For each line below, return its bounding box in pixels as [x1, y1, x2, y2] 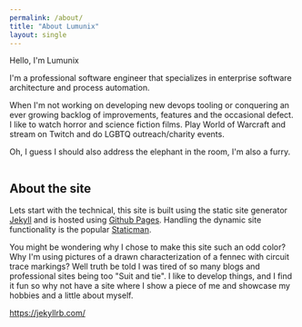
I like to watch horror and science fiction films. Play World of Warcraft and [9, 119, 287, 130]
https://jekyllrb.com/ [9, 308, 86, 319]
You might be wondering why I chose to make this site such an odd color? [9, 242, 287, 253]
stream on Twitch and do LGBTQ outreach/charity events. [9, 129, 225, 140]
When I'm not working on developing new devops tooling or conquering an [9, 100, 289, 111]
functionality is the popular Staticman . [9, 224, 152, 235]
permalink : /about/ [9, 13, 84, 23]
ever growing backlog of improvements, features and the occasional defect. [9, 110, 294, 121]
